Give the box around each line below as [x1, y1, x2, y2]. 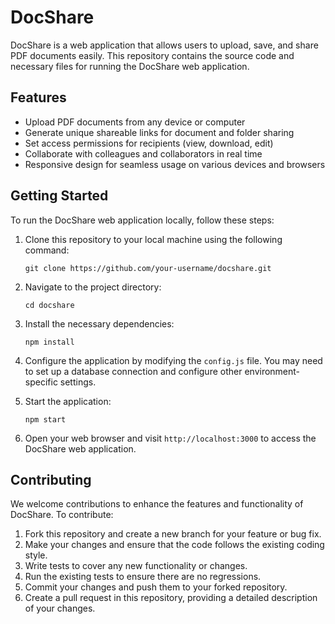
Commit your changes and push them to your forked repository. [24, 581, 288, 593]
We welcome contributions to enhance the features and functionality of [10, 498, 304, 510]
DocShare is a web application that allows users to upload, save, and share [10, 39, 319, 51]
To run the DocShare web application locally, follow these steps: [10, 214, 275, 226]
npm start [24, 414, 67, 425]
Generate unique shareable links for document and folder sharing [24, 126, 295, 138]
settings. [59, 376, 97, 388]
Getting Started [10, 187, 109, 205]
